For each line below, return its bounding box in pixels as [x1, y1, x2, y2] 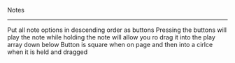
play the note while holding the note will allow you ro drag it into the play [7, 33, 215, 41]
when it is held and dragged [7, 48, 88, 56]
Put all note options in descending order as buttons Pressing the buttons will [7, 26, 227, 34]
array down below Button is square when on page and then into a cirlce [7, 41, 213, 48]
